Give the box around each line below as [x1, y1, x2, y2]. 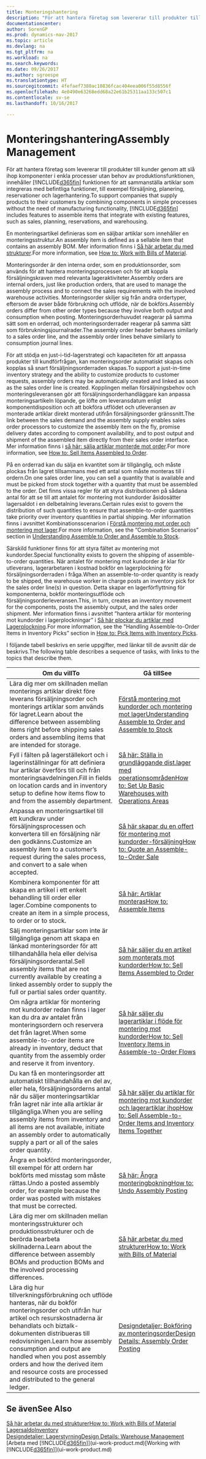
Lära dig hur [9, 1283, 45, 1291]
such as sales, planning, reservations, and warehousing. [6, 217, 148, 225]
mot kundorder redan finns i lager [9, 1005, 106, 1013]
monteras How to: [118, 897, 169, 905]
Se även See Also [6, 1403, 72, 1414]
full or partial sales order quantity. [9, 988, 107, 996]
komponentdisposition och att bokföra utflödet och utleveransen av [6, 403, 177, 411]
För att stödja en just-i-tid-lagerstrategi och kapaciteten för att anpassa [6, 351, 186, 358]
